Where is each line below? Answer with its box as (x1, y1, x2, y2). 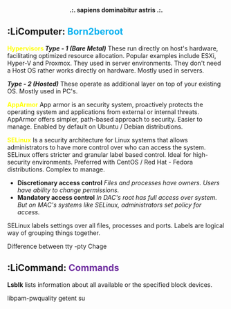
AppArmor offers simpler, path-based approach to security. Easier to (7, 115, 203, 123)
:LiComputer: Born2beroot (7, 26, 124, 37)
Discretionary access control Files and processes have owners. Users (17, 178, 220, 187)
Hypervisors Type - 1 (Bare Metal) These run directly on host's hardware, (7, 44, 219, 53)
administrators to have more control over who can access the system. (7, 143, 206, 151)
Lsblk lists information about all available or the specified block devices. (7, 280, 213, 289)
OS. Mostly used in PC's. (7, 86, 78, 95)
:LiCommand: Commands (7, 262, 120, 274)
